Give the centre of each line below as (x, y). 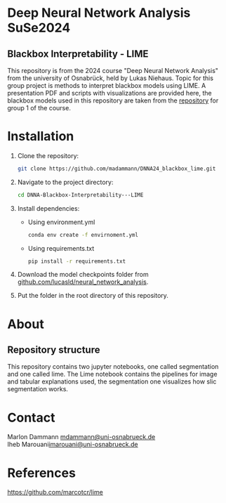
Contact (31, 418)
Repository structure (54, 350)
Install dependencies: (48, 208)
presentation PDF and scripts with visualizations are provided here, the (109, 93)
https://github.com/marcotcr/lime (55, 492)
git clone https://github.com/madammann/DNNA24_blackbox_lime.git (117, 169)
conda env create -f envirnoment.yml (83, 235)
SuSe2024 (39, 28)
